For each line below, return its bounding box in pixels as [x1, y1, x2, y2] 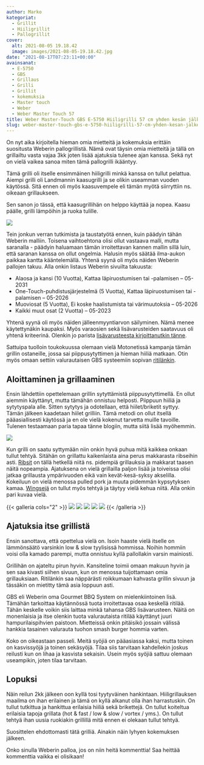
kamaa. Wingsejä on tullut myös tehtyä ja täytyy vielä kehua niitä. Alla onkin [6, 484, 195, 491]
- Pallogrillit [12, 32, 50, 38]
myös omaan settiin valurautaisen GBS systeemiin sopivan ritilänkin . [6, 356, 176, 364]
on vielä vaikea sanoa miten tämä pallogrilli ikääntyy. [6, 158, 138, 165]
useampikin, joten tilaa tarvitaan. [6, 656, 87, 663]
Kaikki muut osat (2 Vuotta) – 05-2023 [15, 307, 111, 314]
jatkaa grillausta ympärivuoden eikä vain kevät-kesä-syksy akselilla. [6, 471, 176, 479]
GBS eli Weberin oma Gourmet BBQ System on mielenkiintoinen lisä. [6, 593, 177, 600]
